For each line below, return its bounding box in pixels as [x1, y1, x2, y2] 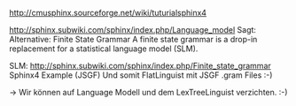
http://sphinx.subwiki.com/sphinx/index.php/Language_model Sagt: [9, 25, 257, 34]
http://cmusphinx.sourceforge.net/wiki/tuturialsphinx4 [9, 8, 206, 18]
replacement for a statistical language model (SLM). [9, 43, 199, 54]
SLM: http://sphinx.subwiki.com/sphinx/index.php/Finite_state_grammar [9, 61, 272, 71]
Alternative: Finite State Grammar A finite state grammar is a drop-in [9, 34, 258, 44]
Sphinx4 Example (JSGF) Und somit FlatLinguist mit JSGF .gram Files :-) [9, 70, 273, 80]
